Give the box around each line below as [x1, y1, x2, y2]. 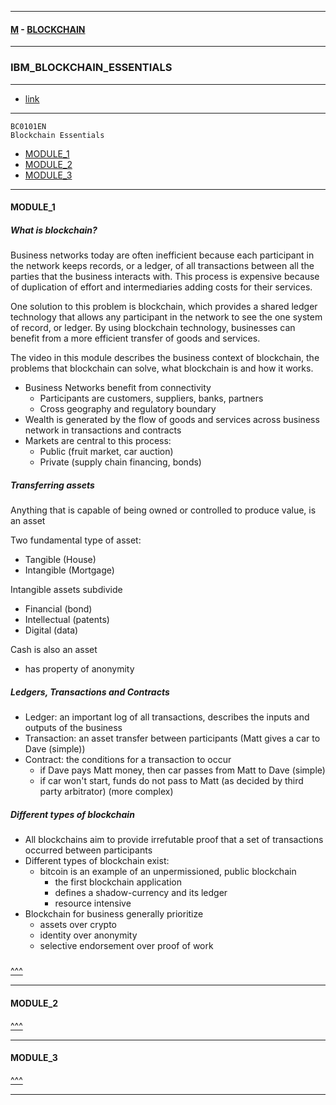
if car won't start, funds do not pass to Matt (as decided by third [39, 775, 304, 786]
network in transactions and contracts [24, 424, 182, 436]
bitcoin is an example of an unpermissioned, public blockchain [39, 865, 297, 877]
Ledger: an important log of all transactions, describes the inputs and [24, 711, 310, 723]
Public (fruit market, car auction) [39, 446, 174, 458]
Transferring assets [10, 479, 95, 491]
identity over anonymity [39, 929, 138, 941]
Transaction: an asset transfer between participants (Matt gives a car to [24, 732, 321, 744]
